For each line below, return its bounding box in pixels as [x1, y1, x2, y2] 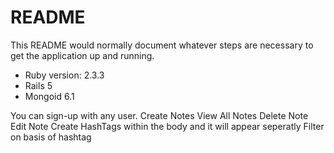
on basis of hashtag [10, 131, 92, 143]
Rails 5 [24, 79, 53, 91]
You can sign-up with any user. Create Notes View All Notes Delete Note [10, 109, 309, 121]
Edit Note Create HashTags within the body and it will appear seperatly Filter [10, 120, 325, 132]
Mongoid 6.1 [24, 90, 75, 102]
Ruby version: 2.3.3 [24, 69, 105, 81]
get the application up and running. [10, 49, 155, 61]
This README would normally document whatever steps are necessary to [10, 39, 314, 51]
